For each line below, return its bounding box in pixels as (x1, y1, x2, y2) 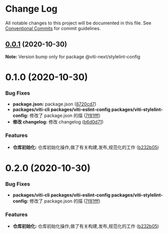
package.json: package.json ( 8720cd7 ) (12, 101, 97, 107)
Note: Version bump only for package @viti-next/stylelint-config (5, 53, 141, 60)
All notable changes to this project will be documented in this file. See (5, 20, 152, 26)
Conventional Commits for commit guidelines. (5, 25, 101, 31)
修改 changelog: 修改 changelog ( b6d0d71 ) (12, 119, 104, 125)
